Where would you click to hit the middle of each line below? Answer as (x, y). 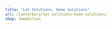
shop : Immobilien (23, 19)
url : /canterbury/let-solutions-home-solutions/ (56, 14)
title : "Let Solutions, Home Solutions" (48, 10)
